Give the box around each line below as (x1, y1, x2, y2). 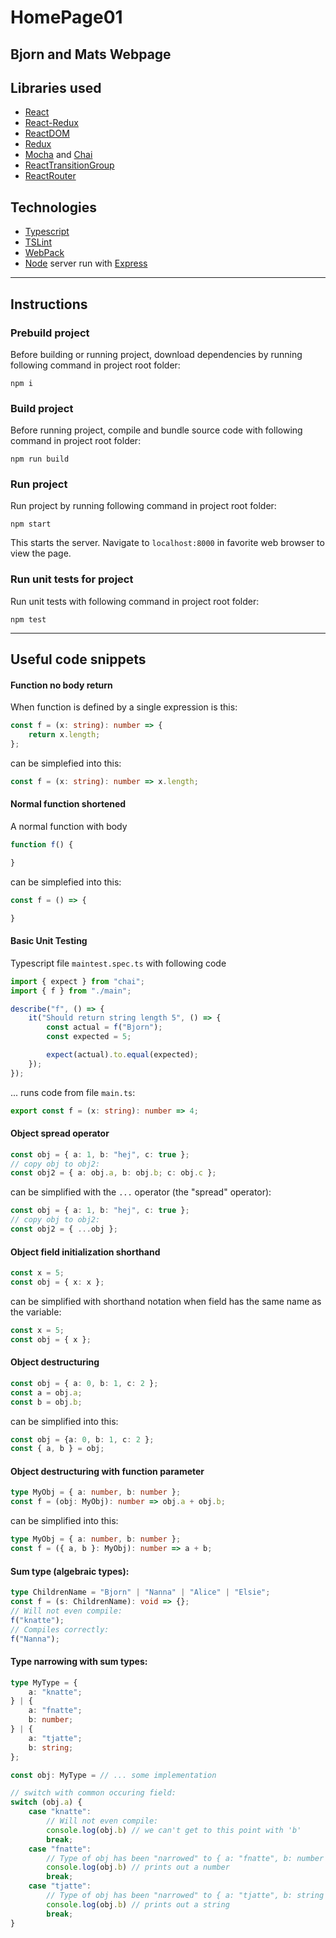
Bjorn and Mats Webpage (10, 46, 172, 63)
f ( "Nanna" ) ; (10, 1634, 60, 1644)
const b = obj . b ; (10, 1397, 83, 1407)
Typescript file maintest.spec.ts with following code (10, 957, 227, 969)
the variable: (10, 1306, 62, 1318)
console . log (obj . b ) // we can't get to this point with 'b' (46, 1825, 302, 1835)
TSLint (24, 236, 52, 248)
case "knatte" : (28, 1807, 92, 1817)
